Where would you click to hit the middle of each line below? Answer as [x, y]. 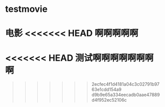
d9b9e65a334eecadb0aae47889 [126, 95]
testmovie [26, 9]
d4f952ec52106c [109, 100]
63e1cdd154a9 [107, 90]
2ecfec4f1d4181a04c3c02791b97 [126, 84]
